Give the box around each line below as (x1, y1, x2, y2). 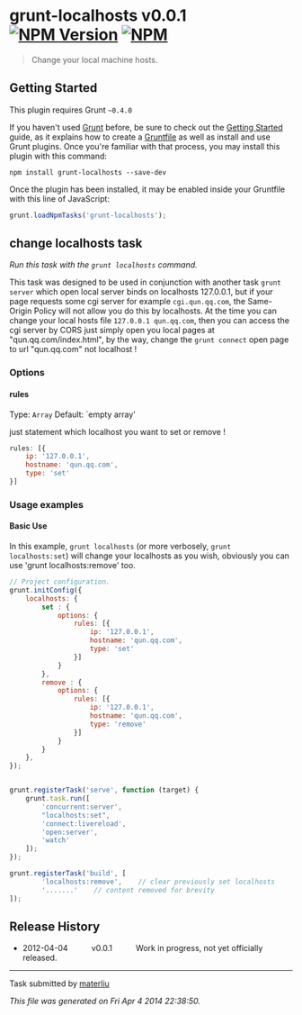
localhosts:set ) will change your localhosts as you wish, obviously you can (9, 550, 290, 561)
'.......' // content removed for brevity (41, 885, 216, 894)
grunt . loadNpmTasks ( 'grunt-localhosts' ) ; (9, 211, 167, 220)
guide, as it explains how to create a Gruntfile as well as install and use (9, 131, 271, 142)
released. (22, 952, 58, 964)
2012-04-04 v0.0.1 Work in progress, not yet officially (22, 943, 263, 954)
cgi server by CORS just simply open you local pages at (9, 325, 216, 336)
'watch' (41, 836, 70, 845)
